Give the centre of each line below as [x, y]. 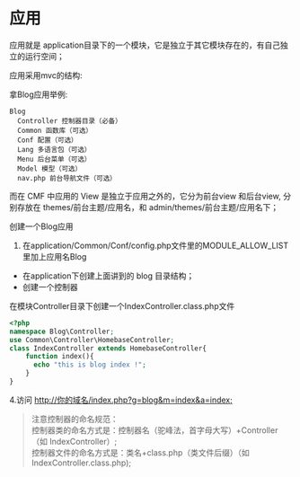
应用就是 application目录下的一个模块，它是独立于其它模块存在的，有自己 [145, 45]
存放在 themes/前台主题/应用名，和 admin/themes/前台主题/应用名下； [148, 207]
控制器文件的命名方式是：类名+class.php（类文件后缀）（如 [140, 452]
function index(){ [60, 357]
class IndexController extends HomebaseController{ [108, 348]
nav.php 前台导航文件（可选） [67, 178]
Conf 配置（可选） [48, 140]
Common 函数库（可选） [55, 130]
